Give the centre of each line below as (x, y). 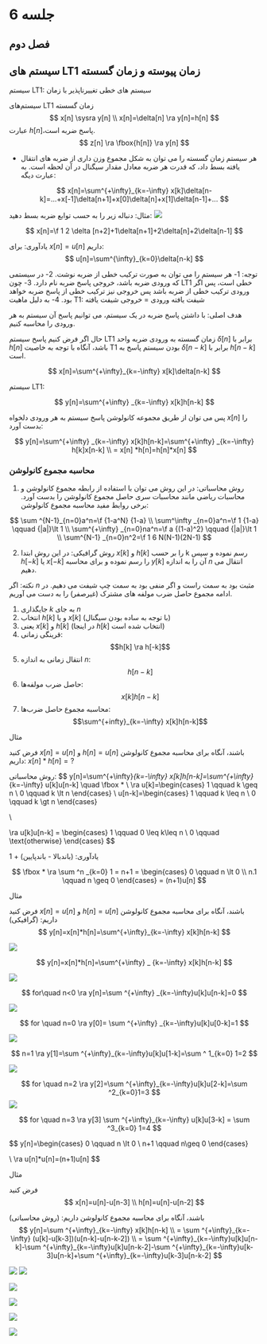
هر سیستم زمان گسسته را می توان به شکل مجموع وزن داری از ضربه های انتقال (139, 158)
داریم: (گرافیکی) (33, 919)
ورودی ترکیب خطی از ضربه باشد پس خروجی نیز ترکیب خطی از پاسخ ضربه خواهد (129, 291)
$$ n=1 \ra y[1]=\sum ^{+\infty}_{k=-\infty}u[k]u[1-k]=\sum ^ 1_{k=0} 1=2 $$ (134, 1053)
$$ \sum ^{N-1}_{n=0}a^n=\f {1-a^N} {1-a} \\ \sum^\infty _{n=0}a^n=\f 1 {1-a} (134, 520)
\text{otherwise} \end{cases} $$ (62, 841)
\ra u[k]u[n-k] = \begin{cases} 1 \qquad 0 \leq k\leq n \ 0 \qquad (114, 832)
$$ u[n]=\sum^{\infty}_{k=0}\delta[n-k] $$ (134, 259)
